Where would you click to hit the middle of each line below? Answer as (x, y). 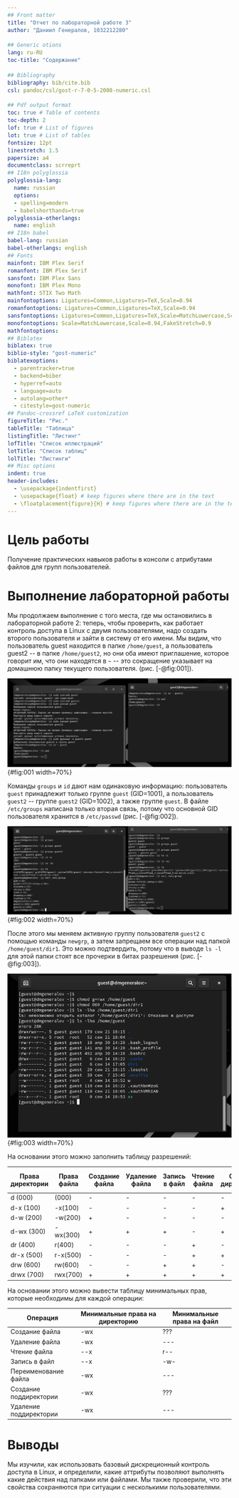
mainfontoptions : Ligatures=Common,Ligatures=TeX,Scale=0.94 (100, 301)
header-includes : (33, 481)
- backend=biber (38, 376)
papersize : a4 (28, 158)
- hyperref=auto (38, 383)
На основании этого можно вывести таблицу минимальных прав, (107, 1291)
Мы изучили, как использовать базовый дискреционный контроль (108, 1465)
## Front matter (31, 15)
